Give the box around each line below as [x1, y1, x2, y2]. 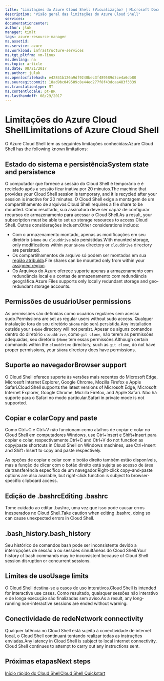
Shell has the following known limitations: [5, 146, 88, 152]
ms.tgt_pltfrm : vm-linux [5, 52, 56, 58]
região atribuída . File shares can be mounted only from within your [12, 258, 145, 263]
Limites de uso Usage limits [5, 572, 89, 581]
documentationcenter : [5, 20, 49, 26]
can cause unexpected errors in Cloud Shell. [5, 515, 95, 521]
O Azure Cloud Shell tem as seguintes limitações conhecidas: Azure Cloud [5, 141, 154, 147]
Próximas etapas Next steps [5, 657, 91, 666]
